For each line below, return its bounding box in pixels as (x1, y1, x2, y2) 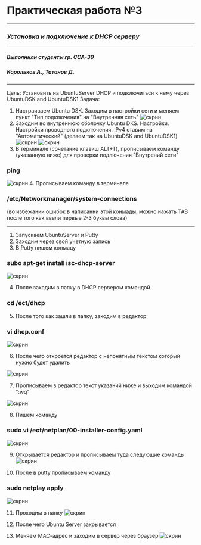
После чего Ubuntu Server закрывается (15, 521, 116, 528)
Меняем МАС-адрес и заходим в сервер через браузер (15, 532, 159, 539)
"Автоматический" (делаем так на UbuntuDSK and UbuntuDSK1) (15, 132, 178, 139)
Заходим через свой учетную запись (15, 238, 111, 245)
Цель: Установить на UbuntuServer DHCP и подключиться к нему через (7, 89, 190, 96)
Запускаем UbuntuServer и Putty (15, 232, 98, 239)
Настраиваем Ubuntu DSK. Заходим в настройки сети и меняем (15, 107, 180, 114)
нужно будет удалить (15, 359, 70, 366)
